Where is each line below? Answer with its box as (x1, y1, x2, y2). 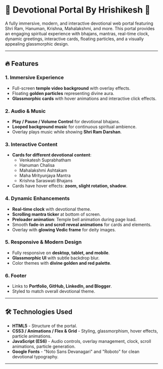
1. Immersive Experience (5, 74, 64, 81)
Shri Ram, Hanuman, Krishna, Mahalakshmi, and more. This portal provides (5, 25, 155, 31)
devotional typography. (12, 353, 59, 359)
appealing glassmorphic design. (5, 41, 69, 47)
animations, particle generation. (12, 343, 76, 349)
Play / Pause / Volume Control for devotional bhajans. (12, 118, 120, 124)
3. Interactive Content (5, 141, 58, 147)
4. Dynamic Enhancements (5, 195, 70, 202)
